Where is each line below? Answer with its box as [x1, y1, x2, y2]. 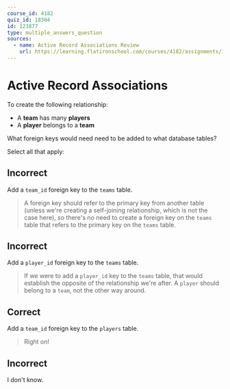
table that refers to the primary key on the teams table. [23, 221, 176, 229]
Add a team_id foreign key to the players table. [7, 325, 139, 333]
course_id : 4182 [7, 10, 53, 17]
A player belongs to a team [16, 121, 94, 129]
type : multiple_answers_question [7, 29, 103, 36]
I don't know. [7, 376, 44, 384]
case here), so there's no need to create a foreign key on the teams [23, 213, 212, 221]
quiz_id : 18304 [7, 16, 51, 23]
